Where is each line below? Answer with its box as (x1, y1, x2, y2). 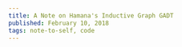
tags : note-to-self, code (8, 26, 95, 34)
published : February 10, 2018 (8, 19, 110, 27)
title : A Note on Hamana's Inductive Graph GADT (8, 11, 174, 20)
